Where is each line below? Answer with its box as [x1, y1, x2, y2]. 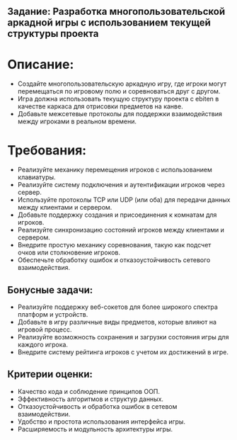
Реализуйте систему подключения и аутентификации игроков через [17, 181, 225, 189]
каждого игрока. [17, 340, 69, 349]
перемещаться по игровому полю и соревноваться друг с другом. [17, 87, 221, 96]
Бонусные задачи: [7, 283, 93, 296]
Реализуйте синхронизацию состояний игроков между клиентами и [17, 226, 224, 235]
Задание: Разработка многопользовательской [7, 6, 226, 18]
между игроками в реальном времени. [17, 117, 137, 126]
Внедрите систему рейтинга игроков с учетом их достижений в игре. [17, 348, 229, 356]
